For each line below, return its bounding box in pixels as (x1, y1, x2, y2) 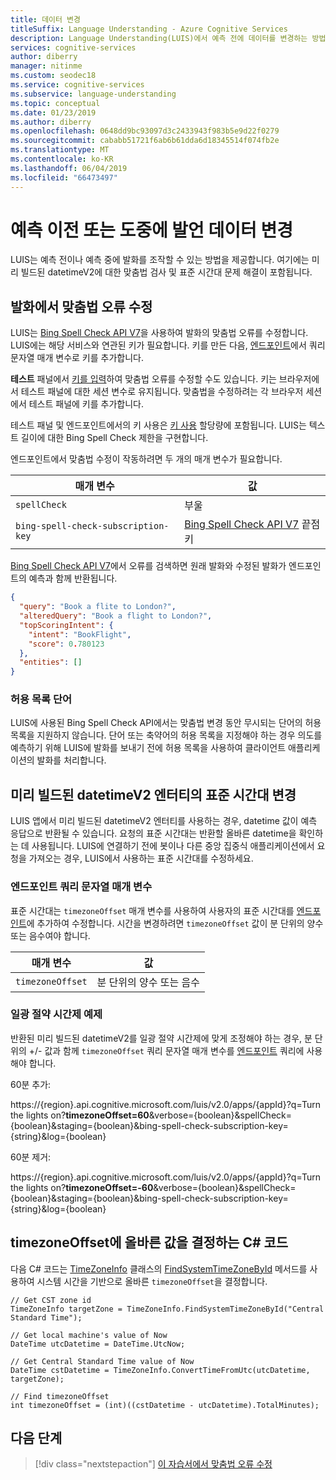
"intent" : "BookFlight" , (28, 629, 132, 640)
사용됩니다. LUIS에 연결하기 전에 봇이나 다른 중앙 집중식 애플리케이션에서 (31, 840, 315, 852)
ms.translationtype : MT (10, 145, 110, 155)
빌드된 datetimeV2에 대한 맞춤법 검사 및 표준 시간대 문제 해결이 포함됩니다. (20, 266, 313, 278)
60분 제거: (10, 1151, 52, 1163)
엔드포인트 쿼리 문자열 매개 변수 (10, 880, 153, 894)
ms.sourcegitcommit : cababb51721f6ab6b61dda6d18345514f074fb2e (10, 136, 280, 146)
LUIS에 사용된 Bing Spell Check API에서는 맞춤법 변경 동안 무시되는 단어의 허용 (10, 717, 322, 729)
